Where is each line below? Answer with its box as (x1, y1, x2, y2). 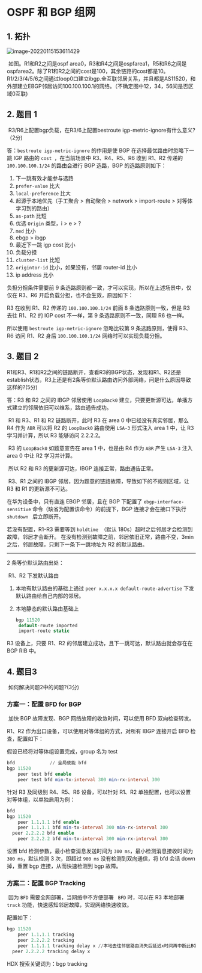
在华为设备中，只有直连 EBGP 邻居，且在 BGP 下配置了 (7, 497, 143, 505)
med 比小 (15, 227, 37, 235)
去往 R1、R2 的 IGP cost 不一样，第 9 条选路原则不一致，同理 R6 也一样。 (7, 312, 188, 319)
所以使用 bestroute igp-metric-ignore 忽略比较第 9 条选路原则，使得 (7, 324, 178, 331)
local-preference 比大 (15, 189, 71, 197)
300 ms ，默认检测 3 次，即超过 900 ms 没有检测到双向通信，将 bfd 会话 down (7, 855, 195, 862)
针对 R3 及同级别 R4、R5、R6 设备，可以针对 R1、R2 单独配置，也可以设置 (7, 788, 191, 796)
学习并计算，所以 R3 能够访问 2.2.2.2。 (7, 431, 104, 439)
